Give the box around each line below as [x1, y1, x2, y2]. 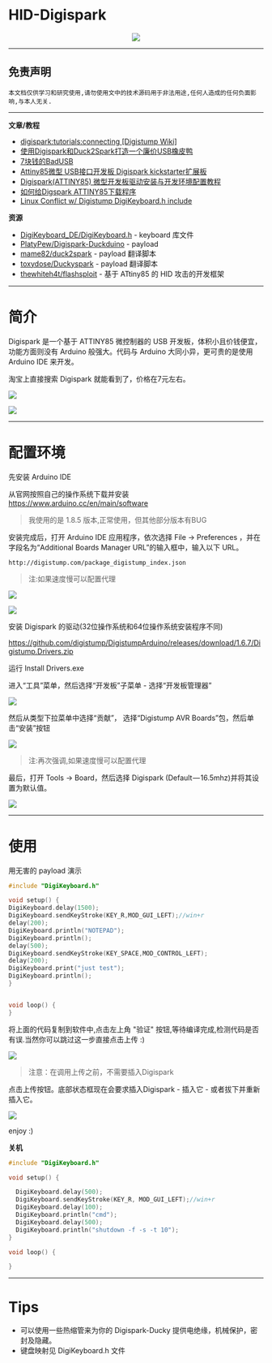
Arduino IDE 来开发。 [8, 356, 79, 366]
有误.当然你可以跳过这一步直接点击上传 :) [8, 1034, 146, 1044]
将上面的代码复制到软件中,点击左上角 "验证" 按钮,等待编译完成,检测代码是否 [8, 1024, 260, 1034]
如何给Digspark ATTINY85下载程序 [19, 187, 137, 196]
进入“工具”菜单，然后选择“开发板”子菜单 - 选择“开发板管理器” [8, 680, 212, 690]
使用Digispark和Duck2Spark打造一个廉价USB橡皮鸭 [19, 146, 193, 156]
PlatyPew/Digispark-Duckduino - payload [19, 239, 159, 248]
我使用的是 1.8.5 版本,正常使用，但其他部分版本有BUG [28, 515, 207, 524]
